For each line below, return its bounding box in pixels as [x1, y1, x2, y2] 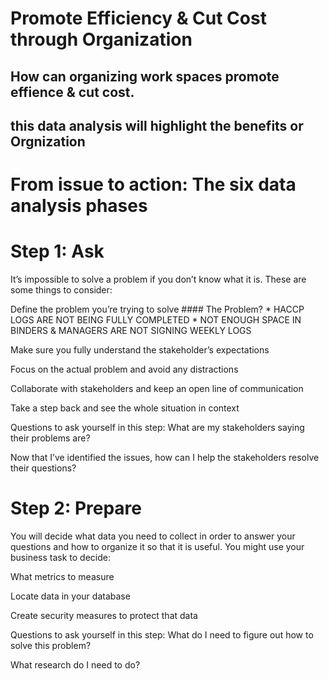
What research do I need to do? [10, 659, 141, 671]
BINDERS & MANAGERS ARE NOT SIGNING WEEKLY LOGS [10, 325, 252, 337]
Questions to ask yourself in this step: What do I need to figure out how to [10, 629, 314, 641]
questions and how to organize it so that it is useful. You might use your [10, 541, 305, 553]
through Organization [10, 28, 193, 51]
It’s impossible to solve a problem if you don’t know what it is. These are [10, 273, 307, 286]
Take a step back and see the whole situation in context [10, 402, 240, 414]
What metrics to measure [10, 571, 115, 583]
